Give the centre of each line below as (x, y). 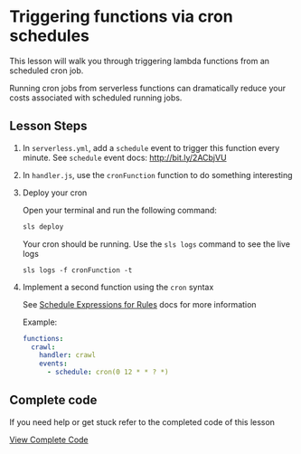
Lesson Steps (48, 126)
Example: (40, 322)
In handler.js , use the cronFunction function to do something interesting (157, 175)
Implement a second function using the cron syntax (118, 287)
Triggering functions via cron (121, 17)
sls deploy (43, 227)
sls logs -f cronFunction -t (77, 270)
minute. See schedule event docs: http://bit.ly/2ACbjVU (125, 157)
